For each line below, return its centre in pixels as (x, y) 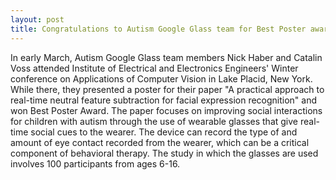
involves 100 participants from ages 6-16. (95, 163)
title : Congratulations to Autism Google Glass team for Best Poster (158, 29)
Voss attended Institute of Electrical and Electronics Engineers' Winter (154, 68)
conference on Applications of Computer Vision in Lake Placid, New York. (161, 78)
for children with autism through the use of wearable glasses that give (154, 121)
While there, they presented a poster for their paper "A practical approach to (167, 89)
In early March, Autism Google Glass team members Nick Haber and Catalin (166, 57)
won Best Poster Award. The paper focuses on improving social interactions (166, 110)
